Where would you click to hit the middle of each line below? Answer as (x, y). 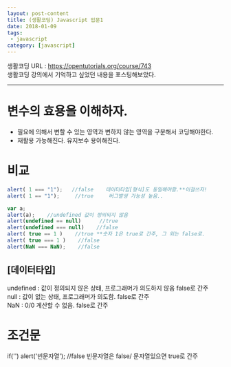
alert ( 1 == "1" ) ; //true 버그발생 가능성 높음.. (85, 196)
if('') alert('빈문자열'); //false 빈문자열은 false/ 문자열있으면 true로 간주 (102, 356)
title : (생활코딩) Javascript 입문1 (55, 20)
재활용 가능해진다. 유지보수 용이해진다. (68, 140)
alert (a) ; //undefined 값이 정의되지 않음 (68, 215)
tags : (15, 33)
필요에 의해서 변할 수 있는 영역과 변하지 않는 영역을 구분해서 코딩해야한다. (115, 132)
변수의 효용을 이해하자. (68, 112)
